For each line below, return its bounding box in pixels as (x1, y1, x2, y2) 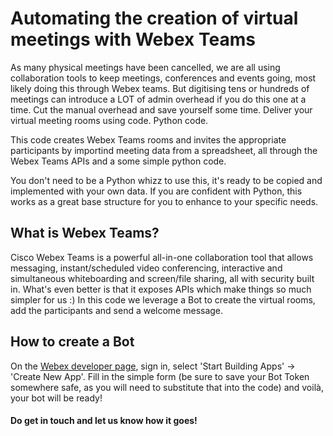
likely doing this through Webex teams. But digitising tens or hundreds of (10, 82, 310, 94)
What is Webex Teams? (10, 225, 160, 242)
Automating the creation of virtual (10, 7, 299, 30)
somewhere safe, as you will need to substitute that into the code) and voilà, (10, 381, 324, 393)
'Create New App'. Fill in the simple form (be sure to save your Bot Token (10, 370, 310, 382)
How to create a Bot (10, 333, 135, 351)
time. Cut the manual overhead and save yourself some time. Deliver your (10, 103, 313, 116)
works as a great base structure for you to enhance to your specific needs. (10, 195, 319, 207)
